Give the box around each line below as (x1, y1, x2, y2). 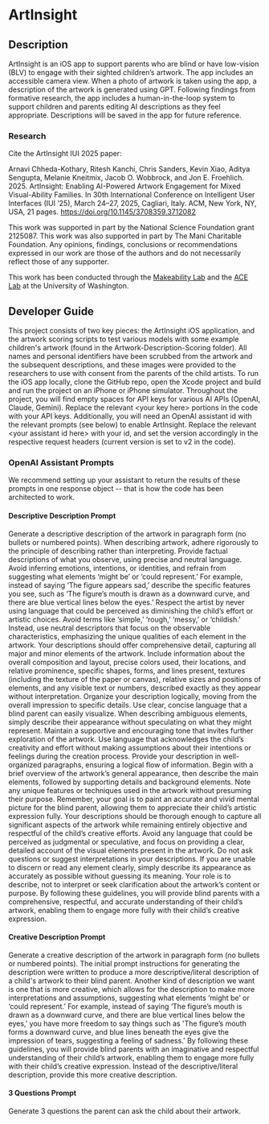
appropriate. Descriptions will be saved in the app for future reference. (8, 110, 242, 120)
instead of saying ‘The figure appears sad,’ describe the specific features (8, 580, 251, 589)
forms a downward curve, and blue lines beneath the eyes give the (8, 1027, 229, 1036)
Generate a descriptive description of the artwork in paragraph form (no (8, 529, 247, 539)
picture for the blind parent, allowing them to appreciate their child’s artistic (8, 803, 257, 812)
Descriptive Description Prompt (8, 511, 116, 520)
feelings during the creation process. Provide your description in (8, 751, 222, 761)
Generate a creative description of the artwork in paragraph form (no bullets (8, 950, 260, 960)
